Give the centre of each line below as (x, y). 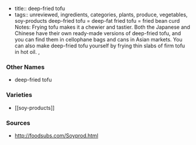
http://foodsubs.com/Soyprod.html (56, 135)
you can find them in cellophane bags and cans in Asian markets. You (98, 39)
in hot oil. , (27, 52)
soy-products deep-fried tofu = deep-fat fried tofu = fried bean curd (97, 21)
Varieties (19, 95)
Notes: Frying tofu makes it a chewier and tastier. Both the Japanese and (102, 27)
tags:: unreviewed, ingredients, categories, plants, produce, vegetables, (101, 15)
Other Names (25, 67)
